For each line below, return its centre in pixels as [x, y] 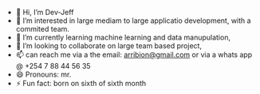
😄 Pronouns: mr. [43, 74]
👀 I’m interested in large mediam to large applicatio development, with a [133, 21]
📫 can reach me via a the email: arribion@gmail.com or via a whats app [134, 55]
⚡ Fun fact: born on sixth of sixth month [81, 83]
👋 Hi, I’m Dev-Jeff [45, 12]
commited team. [43, 29]
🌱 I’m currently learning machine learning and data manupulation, [123, 37]
